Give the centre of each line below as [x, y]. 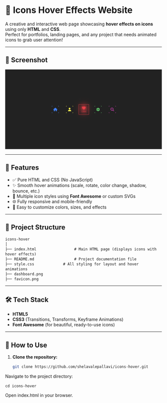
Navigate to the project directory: [39, 376]
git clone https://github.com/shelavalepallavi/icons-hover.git [80, 367]
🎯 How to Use [26, 345]
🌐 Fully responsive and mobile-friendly [52, 201]
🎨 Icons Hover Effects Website [69, 10]
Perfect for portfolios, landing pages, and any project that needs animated [81, 34]
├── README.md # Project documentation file [71, 259]
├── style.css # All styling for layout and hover [72, 264]
